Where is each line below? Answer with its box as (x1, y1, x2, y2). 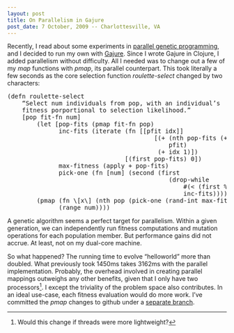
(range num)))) (58, 204, 111, 212)
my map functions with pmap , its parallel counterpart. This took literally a (7, 64, 217, 73)
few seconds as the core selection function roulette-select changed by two (7, 72, 223, 80)
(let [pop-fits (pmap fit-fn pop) (36, 120, 155, 129)
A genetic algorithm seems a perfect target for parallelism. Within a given (7, 217, 217, 225)
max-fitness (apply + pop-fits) (58, 162, 169, 170)
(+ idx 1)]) (157, 148, 198, 156)
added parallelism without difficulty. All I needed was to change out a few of (7, 57, 225, 65)
